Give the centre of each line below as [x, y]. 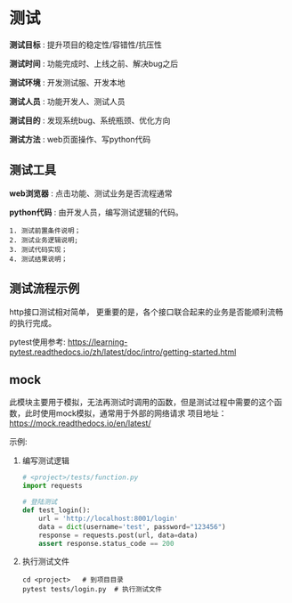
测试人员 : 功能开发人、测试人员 [67, 101]
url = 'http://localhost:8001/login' [109, 518]
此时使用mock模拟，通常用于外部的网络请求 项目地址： [126, 413]
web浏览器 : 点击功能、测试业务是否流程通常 [91, 193]
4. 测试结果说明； [39, 259]
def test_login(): [56, 510]
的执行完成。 [32, 322]
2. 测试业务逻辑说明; [44, 240]
